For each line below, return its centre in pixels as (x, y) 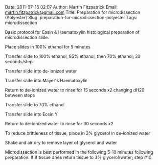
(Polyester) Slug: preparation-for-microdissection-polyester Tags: (71, 17)
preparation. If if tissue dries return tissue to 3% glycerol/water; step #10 (78, 157)
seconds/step (19, 61)
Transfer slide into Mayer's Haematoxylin (46, 81)
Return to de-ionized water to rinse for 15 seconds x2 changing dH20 (75, 90)
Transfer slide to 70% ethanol (35, 105)
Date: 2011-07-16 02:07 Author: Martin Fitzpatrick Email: (62, 7)
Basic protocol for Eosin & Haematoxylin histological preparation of (72, 32)
